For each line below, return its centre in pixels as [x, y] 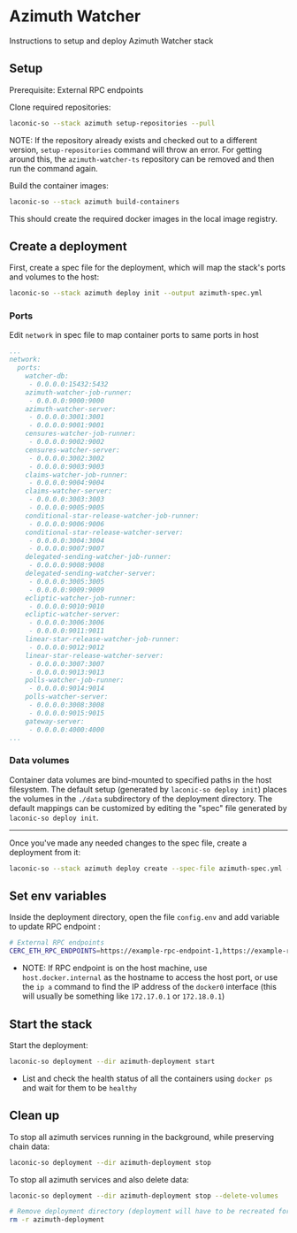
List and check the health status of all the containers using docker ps [147, 1078]
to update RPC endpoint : [55, 927]
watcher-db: [47, 376]
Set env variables [58, 896]
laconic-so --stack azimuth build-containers [94, 202]
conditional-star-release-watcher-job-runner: [112, 516]
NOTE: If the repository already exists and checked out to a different [133, 140]
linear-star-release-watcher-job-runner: [102, 639]
